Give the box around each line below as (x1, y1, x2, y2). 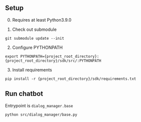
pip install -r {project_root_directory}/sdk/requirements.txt (5, 76, 137, 81)
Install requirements (12, 67, 52, 73)
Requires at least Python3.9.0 (12, 17, 72, 23)
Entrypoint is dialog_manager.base (5, 102, 73, 108)
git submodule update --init (5, 36, 64, 41)
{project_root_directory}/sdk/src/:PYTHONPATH (5, 58, 101, 63)
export (5, 54, 19, 59)
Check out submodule (12, 26, 57, 32)
